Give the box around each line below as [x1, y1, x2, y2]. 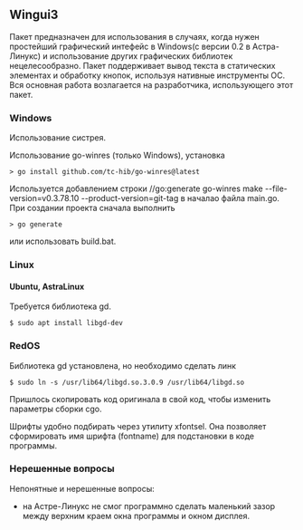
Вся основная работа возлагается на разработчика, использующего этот [9, 79, 294, 90]
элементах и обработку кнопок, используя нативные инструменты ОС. [9, 70, 286, 81]
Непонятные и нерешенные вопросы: [9, 483, 156, 494]
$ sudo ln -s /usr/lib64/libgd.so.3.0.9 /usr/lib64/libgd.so [9, 378, 245, 387]
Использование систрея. [9, 132, 107, 143]
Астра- [251, 41, 280, 52]
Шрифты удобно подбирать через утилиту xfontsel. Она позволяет [9, 420, 267, 431]
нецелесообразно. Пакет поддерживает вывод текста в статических [9, 60, 276, 71]
